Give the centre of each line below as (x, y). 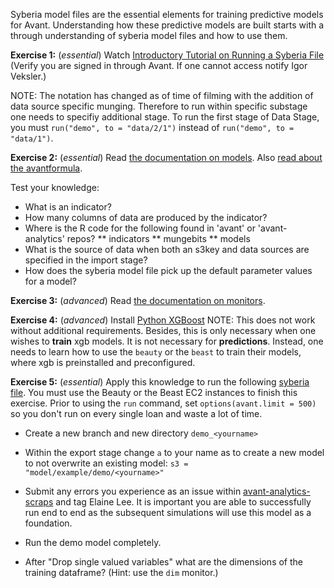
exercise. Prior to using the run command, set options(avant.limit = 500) (163, 403)
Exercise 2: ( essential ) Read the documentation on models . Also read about (166, 157)
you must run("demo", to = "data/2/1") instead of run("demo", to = (152, 127)
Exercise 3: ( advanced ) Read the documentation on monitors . (138, 300)
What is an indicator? (68, 207)
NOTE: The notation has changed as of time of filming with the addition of (162, 95)
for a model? (50, 281)
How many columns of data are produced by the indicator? (146, 217)
